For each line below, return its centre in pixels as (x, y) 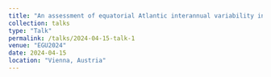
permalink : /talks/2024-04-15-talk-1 (72, 38)
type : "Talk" (30, 30)
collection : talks (39, 23)
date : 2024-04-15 (38, 53)
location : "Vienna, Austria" (57, 61)
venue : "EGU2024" (38, 46)
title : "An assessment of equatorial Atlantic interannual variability (131, 16)
